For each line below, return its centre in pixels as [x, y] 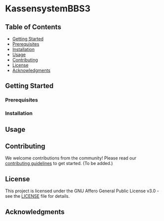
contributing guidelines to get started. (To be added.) [59, 164]
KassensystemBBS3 [48, 9]
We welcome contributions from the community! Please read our [71, 158]
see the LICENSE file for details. [38, 196]
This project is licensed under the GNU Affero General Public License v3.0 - [82, 191]
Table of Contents [33, 27]
